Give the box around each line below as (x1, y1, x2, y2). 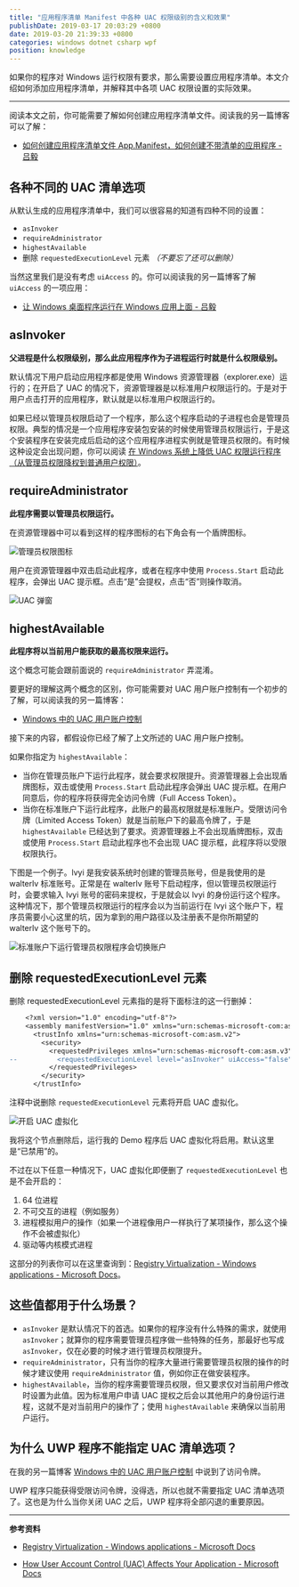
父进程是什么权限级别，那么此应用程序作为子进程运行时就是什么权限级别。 (9, 352, 282, 363)
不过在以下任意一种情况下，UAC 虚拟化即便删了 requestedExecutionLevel (9, 1165, 279, 1176)
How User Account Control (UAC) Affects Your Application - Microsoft (21, 1559, 279, 1569)
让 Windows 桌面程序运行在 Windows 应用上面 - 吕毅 (21, 301, 216, 312)
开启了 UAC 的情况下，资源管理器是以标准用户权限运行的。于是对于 (39, 382, 287, 393)
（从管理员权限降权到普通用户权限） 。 (9, 457, 146, 467)
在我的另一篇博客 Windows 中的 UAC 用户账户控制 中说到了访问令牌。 (9, 1466, 266, 1477)
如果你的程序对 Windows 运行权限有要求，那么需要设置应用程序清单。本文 (9, 72, 282, 83)
